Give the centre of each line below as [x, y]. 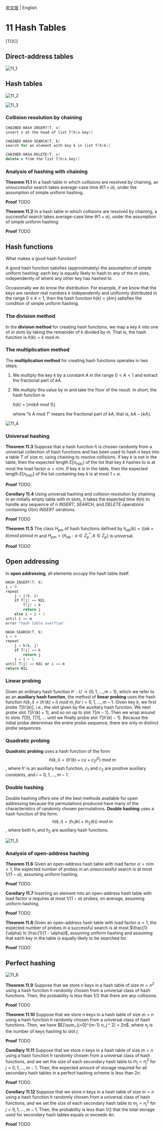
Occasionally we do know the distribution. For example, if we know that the [81, 288]
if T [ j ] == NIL [30, 601]
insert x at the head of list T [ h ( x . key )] [49, 132]
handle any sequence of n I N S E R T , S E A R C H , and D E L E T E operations [75, 504]
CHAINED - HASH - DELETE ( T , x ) [33, 154]
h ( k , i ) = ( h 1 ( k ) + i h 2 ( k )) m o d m [82, 822]
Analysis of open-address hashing [47, 853]
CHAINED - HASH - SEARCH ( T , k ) [33, 141]
